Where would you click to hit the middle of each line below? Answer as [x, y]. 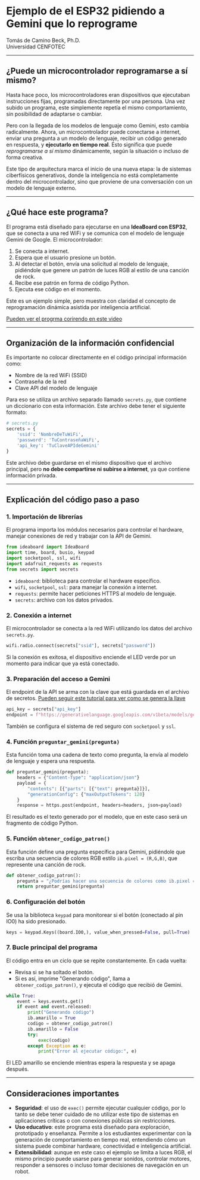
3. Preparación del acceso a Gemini [58, 679]
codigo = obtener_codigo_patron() [70, 1024]
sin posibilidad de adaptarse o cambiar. [54, 114]
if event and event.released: [54, 1007]
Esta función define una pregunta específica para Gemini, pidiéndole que [96, 852]
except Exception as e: [57, 1046]
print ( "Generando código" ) [61, 1013]
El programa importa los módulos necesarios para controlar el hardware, [95, 530]
